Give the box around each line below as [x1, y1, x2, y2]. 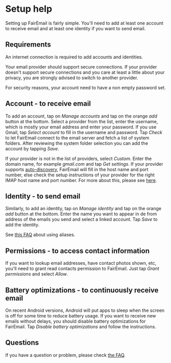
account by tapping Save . [5, 145, 60, 151]
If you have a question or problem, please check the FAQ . [5, 352, 126, 358]
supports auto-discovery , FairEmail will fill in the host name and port [5, 166, 149, 172]
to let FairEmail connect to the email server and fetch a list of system [5, 134, 150, 141]
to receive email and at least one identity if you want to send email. [5, 25, 146, 31]
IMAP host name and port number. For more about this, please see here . [5, 177, 157, 183]
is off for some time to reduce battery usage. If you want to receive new [5, 313, 156, 319]
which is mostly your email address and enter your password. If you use [5, 124, 157, 130]
